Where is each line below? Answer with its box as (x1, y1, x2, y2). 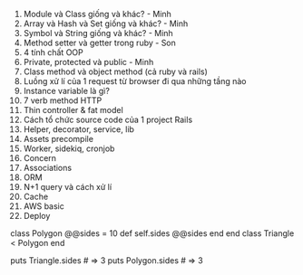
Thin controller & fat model (23, 105, 123, 115)
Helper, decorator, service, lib (23, 124, 135, 135)
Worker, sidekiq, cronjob (23, 143, 115, 154)
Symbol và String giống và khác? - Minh (23, 28, 173, 38)
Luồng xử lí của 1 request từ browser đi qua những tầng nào (23, 76, 248, 86)
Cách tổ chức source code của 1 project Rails (23, 114, 193, 125)
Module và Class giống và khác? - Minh (23, 9, 171, 19)
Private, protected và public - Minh (23, 57, 154, 67)
